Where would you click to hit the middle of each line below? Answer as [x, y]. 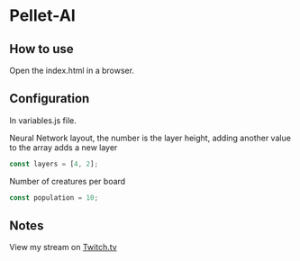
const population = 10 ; [54, 198]
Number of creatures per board [68, 181]
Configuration [50, 99]
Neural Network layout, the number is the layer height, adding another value [150, 138]
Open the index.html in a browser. [72, 70]
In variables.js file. [43, 120]
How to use [41, 49]
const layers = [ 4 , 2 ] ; [54, 164]
